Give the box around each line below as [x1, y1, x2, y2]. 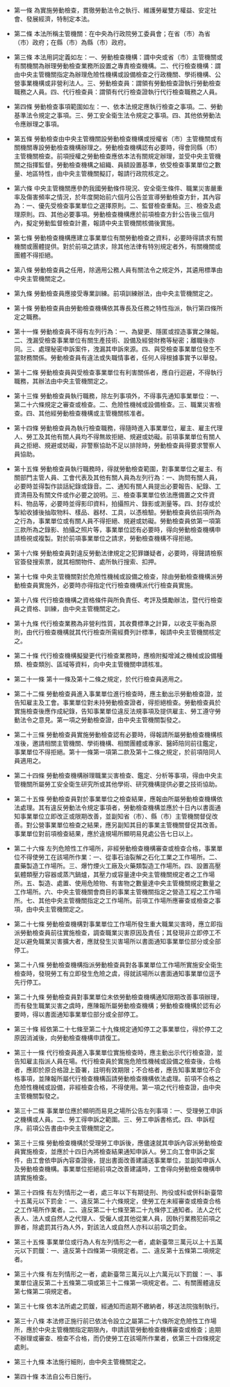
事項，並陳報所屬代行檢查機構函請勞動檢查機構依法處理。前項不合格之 [19, 1074, 221, 1083]
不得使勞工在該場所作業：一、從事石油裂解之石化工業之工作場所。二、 [19, 853, 221, 861]
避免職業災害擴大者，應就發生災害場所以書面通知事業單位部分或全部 [26, 937, 221, 945]
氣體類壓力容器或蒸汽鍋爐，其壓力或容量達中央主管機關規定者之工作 [13, 871, 209, 878]
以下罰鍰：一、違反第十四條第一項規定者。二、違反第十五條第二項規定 [19, 1247, 221, 1254]
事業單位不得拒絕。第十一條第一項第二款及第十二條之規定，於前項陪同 [13, 748, 215, 756]
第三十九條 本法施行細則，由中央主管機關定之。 [13, 1358, 150, 1365]
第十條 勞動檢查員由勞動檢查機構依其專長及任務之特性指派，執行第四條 [13, 304, 217, 312]
